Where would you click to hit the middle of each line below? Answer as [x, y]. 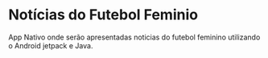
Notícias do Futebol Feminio [103, 15]
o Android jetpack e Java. [51, 45]
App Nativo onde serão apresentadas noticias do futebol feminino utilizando [134, 37]
